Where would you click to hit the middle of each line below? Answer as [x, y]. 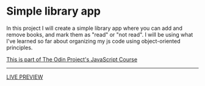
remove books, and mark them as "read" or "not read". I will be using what [100, 34]
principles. [20, 48]
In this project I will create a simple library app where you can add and [95, 28]
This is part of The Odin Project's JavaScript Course [72, 59]
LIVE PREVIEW [25, 77]
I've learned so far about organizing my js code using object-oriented [94, 41]
